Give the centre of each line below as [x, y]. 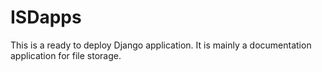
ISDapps [46, 17]
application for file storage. [66, 55]
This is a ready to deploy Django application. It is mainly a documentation [161, 45]
